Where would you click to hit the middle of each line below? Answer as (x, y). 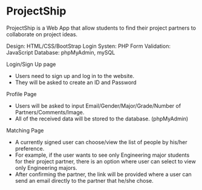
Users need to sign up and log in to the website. (75, 76)
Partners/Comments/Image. (50, 112)
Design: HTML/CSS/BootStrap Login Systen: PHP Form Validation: (89, 46)
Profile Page (21, 94)
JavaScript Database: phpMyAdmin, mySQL (61, 52)
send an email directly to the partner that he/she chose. (84, 180)
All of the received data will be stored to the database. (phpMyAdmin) (102, 119)
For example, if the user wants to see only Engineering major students (102, 155)
